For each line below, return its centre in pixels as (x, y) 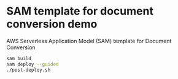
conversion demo (52, 24)
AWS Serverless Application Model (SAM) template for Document (89, 41)
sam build (19, 58)
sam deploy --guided (33, 64)
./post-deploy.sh (29, 70)
